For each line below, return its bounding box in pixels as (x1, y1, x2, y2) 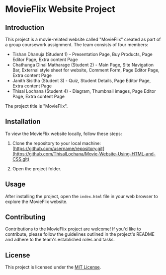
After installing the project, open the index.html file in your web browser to (5, 193, 158, 199)
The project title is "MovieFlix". (5, 103, 68, 109)
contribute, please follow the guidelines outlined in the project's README (5, 231, 155, 237)
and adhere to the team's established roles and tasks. (5, 237, 115, 243)
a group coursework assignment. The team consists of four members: (5, 42, 148, 48)
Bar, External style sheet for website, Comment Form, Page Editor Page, (12, 67, 160, 73)
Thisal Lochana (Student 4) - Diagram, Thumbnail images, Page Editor (12, 88, 156, 94)
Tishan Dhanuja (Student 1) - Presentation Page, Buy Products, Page (12, 51, 153, 57)
